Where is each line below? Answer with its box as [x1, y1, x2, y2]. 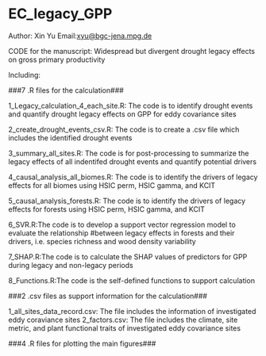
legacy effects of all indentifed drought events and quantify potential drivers [8, 156, 256, 167]
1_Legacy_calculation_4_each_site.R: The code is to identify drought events [8, 101, 253, 110]
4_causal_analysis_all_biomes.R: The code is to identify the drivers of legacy [8, 172, 258, 182]
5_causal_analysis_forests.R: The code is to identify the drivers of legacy [8, 196, 246, 205]
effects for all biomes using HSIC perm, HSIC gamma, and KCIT [8, 180, 216, 190]
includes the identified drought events [8, 132, 133, 143]
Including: [8, 70, 41, 79]
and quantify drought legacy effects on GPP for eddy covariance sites [8, 109, 237, 119]
